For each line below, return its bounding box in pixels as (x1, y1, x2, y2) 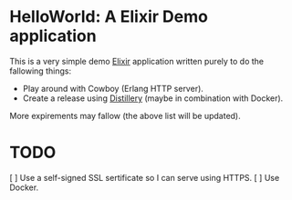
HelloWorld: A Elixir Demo (9, 6, 208, 27)
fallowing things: (9, 65, 71, 76)
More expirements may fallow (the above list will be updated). (9, 110, 242, 121)
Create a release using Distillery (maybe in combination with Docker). (22, 93, 284, 104)
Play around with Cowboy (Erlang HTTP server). (22, 83, 203, 94)
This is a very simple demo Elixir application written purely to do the (9, 55, 265, 66)
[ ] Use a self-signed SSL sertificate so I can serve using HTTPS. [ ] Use (9, 172, 280, 183)
